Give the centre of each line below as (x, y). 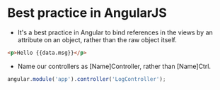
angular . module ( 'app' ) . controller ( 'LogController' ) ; (87, 79)
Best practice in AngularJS (87, 13)
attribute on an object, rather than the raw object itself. (97, 39)
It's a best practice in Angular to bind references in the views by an (115, 32)
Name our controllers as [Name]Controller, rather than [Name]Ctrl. (114, 66)
